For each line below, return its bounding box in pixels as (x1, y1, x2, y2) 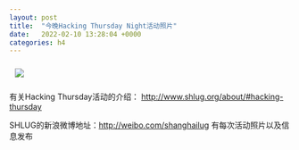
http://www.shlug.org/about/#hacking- (141, 91, 284, 103)
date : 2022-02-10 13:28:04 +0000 (9, 29, 142, 38)
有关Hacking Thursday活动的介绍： (9, 91, 140, 103)
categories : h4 (9, 37, 66, 47)
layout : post (9, 12, 58, 22)
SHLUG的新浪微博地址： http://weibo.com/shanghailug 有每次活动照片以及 (9, 120, 282, 130)
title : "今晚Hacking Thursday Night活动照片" (9, 21, 178, 30)
